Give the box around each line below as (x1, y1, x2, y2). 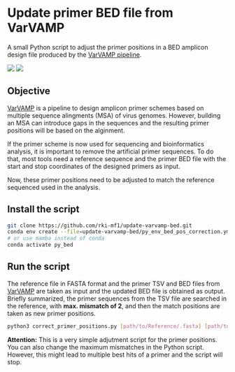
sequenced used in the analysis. (7, 183, 100, 191)
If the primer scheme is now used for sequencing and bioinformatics (7, 139, 205, 148)
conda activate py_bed (7, 242, 73, 249)
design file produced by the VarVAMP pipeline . (7, 50, 142, 59)
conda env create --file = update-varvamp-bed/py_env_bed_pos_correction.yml (7, 228, 233, 235)
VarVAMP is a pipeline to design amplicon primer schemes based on (7, 104, 204, 112)
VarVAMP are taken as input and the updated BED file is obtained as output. (7, 287, 225, 295)
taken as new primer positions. (7, 309, 96, 317)
